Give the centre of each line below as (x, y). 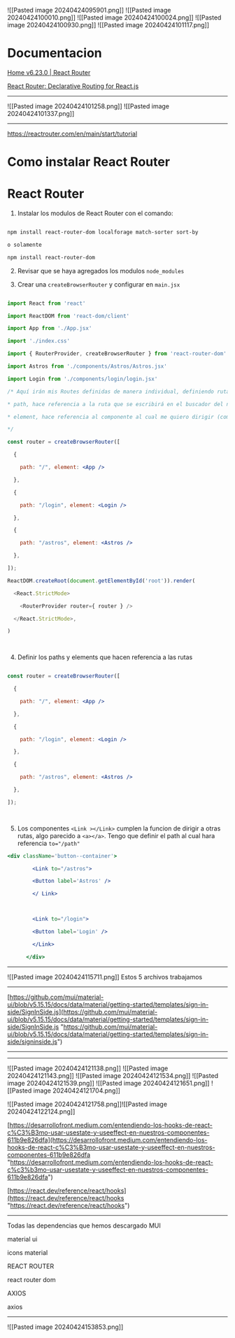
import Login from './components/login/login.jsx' (83, 379)
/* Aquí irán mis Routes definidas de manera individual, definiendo (111, 391)
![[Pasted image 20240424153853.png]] (65, 1327)
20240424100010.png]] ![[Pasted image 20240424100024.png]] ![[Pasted (114, 17)
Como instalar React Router (88, 162)
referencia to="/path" (49, 843)
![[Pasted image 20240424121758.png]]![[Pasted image (87, 1104)
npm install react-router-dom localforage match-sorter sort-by (103, 232)
